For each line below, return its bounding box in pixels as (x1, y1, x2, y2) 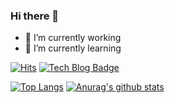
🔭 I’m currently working (24, 32, 122, 44)
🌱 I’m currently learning (24, 42, 122, 54)
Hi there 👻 (10, 9, 60, 23)
